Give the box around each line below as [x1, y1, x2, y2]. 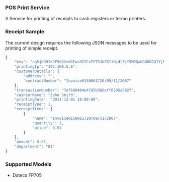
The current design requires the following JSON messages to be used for [5, 39, 157, 45]
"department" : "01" [14, 144, 55, 149]
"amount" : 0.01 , [14, 140, 49, 145]
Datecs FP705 [12, 172, 42, 178]
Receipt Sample [5, 28, 44, 35]
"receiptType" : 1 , [14, 102, 53, 107]
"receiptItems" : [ [14, 107, 53, 112]
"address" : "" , [23, 74, 55, 79]
